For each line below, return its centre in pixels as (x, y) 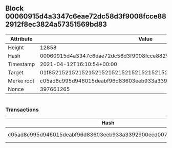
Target (16, 72)
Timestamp (21, 64)
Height (16, 47)
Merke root (21, 80)
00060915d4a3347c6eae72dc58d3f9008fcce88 (86, 17)
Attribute (21, 39)
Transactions (22, 110)
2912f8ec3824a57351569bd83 (56, 24)
